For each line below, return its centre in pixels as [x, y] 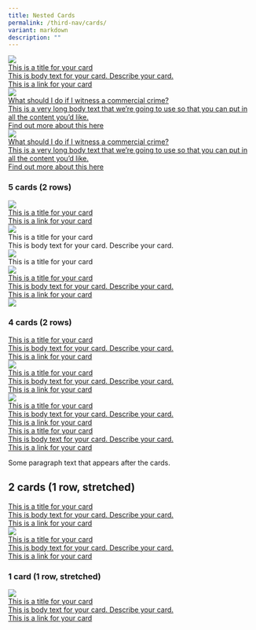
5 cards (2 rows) [40, 187]
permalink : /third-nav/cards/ [58, 23]
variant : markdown [38, 30]
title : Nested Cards [42, 15]
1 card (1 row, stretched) [55, 577]
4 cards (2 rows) [40, 322]
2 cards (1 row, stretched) [72, 487]
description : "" [35, 37]
